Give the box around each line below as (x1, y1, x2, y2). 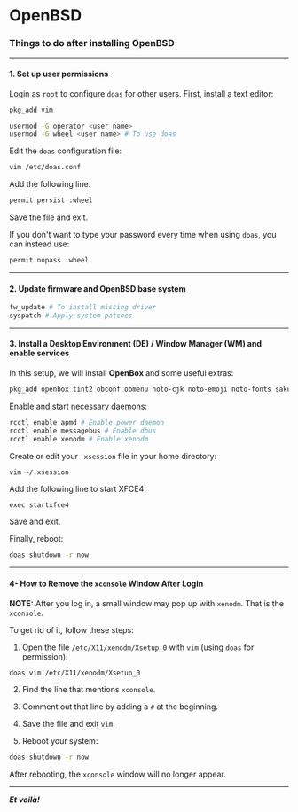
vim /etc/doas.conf (9, 163, 82, 172)
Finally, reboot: (9, 534, 64, 544)
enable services (9, 347, 70, 359)
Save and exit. (9, 516, 61, 527)
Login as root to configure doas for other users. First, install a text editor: (9, 88, 274, 98)
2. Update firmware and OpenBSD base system (9, 283, 186, 293)
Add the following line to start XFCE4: (9, 484, 146, 495)
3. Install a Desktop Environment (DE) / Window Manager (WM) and (9, 339, 262, 349)
